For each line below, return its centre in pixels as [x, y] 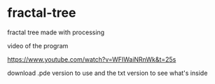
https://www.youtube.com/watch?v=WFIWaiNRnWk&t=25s [92, 59]
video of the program [38, 45]
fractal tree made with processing [56, 32]
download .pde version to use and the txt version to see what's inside [107, 73]
